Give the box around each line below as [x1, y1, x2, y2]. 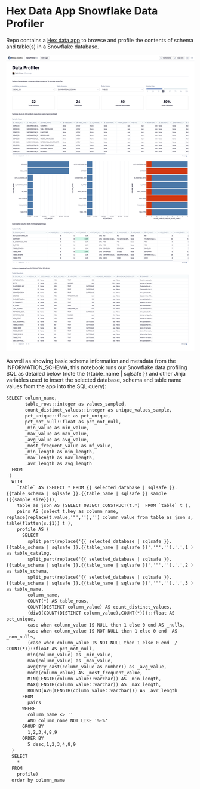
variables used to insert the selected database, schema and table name [6, 376, 182, 383]
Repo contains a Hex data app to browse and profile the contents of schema [6, 36, 194, 44]
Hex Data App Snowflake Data [6, 4, 158, 18]
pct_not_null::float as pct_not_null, [24, 419, 121, 425]
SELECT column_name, [6, 395, 58, 401]
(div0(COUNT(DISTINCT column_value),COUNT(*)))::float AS [27, 610, 175, 616]
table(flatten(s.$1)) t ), [6, 520, 73, 526]
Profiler [6, 17, 44, 30]
